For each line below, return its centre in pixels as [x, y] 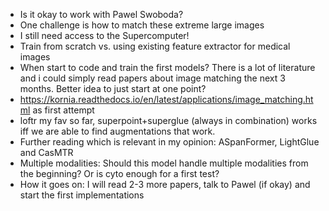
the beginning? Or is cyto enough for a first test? [119, 173]
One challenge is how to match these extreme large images [142, 25]
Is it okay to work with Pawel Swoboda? [101, 14]
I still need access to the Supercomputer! [104, 35]
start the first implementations [82, 195]
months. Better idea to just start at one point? [113, 88]
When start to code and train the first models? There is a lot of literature [167, 67]
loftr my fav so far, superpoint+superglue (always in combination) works [168, 120]
